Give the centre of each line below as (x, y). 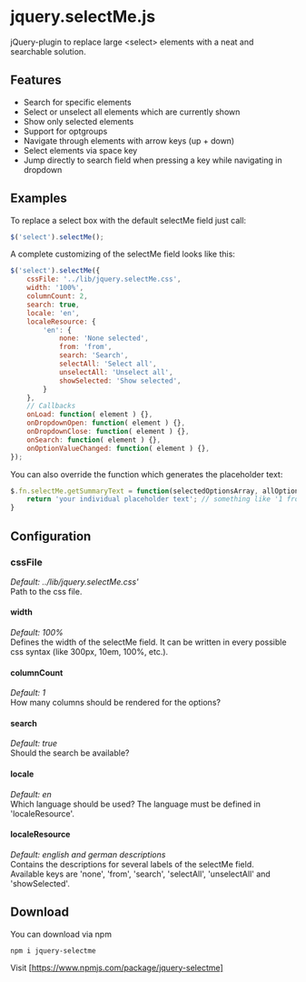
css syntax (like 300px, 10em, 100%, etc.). (89, 652)
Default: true (34, 744)
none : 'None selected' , (104, 338)
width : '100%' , (55, 288)
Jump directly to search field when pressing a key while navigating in (153, 160)
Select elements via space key (80, 150)
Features (36, 80)
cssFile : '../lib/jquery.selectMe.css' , (104, 279)
